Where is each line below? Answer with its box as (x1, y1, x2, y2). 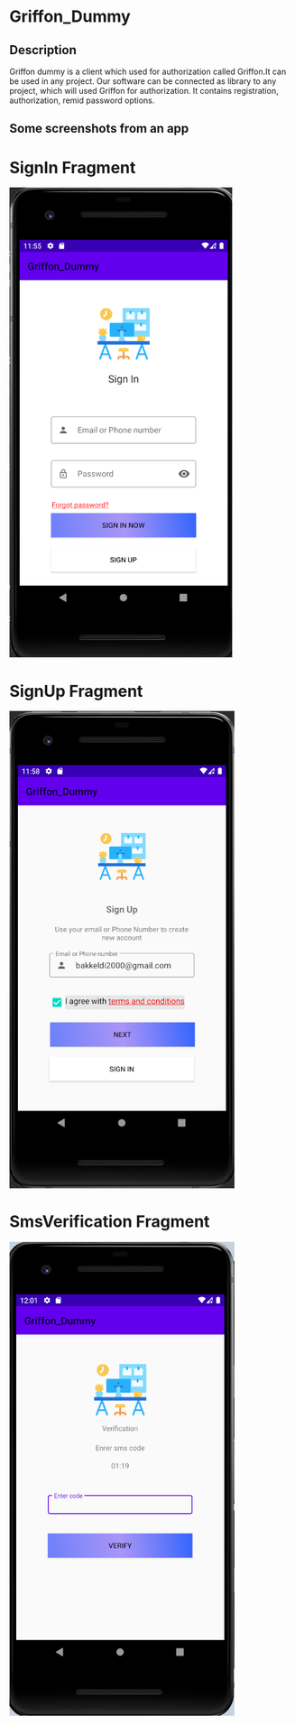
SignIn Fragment (9, 157, 136, 178)
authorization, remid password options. (9, 95, 155, 106)
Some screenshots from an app (9, 121, 189, 136)
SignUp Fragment (9, 681, 143, 701)
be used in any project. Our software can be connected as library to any (9, 76, 277, 87)
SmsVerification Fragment (9, 1211, 210, 1232)
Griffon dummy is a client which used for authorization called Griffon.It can (9, 66, 287, 77)
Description (9, 42, 77, 58)
